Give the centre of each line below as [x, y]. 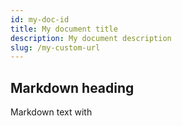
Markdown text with [51, 112]
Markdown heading [72, 87]
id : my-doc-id [40, 19]
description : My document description [91, 38]
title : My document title [64, 29]
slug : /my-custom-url [55, 47]
